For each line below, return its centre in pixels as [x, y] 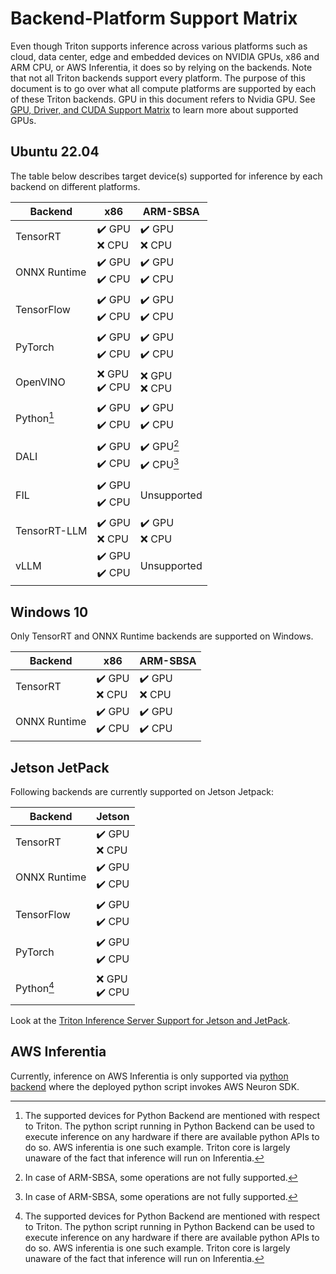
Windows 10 [49, 612]
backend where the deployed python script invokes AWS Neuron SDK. [155, 1086]
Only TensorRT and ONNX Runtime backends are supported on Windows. [162, 636]
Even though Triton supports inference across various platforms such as [159, 46]
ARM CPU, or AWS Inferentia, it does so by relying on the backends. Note [161, 67]
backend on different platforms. [75, 186]
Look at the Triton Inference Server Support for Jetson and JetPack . [150, 1021]
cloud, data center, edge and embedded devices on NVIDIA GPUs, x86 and [165, 56]
